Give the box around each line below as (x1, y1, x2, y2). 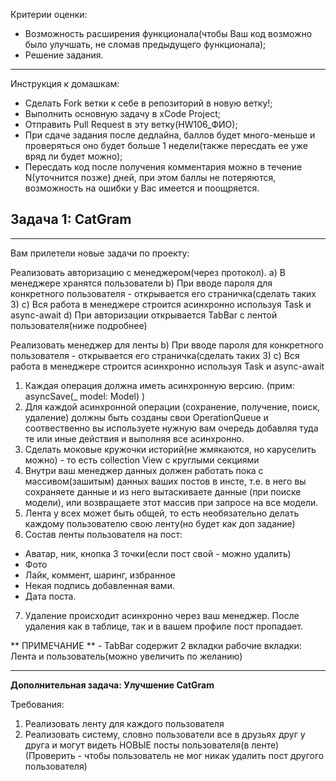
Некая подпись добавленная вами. (24, 579, 175, 591)
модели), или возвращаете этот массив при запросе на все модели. (24, 496, 319, 508)
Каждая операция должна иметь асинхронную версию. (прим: (24, 379, 295, 391)
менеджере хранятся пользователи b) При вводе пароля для (10, 277, 273, 289)
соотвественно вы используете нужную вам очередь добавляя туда (24, 422, 319, 434)
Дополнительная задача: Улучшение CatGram (10, 679, 215, 691)
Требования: (10, 698, 65, 710)
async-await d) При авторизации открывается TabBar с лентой (10, 309, 278, 321)
